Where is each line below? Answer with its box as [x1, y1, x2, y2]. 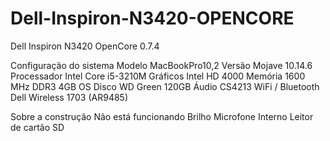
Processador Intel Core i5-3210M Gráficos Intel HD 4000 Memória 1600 [10, 70, 306, 82]
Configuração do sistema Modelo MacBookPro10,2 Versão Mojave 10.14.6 [10, 59, 313, 71]
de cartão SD [10, 121, 65, 133]
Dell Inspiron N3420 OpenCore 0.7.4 [10, 40, 160, 52]
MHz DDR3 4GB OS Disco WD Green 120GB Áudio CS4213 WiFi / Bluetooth [10, 80, 320, 92]
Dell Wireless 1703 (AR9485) [10, 91, 129, 103]
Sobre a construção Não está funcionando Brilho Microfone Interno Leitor [10, 110, 314, 122]
